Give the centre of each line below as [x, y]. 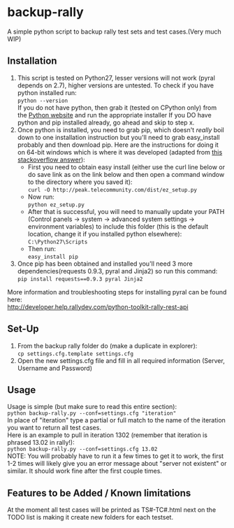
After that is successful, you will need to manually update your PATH [126, 211]
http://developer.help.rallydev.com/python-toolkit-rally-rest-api [98, 307]
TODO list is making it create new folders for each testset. [90, 518]
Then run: [42, 248]
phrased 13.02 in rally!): [41, 443]
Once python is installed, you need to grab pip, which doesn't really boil [121, 129]
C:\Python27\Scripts [58, 242]
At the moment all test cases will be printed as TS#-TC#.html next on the [112, 510]
